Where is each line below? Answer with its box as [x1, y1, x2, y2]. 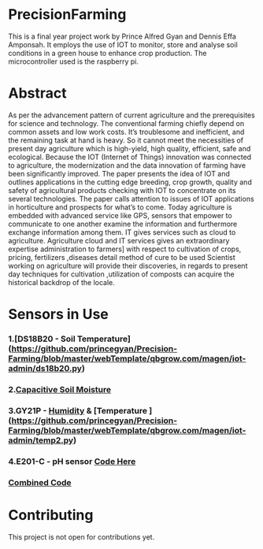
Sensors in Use [8, 306, 109, 324]
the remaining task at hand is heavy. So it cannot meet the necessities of [8, 135, 244, 145]
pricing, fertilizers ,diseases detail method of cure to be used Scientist [8, 252, 236, 262]
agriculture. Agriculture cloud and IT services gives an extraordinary [8, 236, 230, 245]
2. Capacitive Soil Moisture [8, 384, 112, 395]
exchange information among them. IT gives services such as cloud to [8, 227, 236, 237]
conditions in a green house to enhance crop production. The [8, 48, 207, 57]
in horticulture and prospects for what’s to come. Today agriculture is [8, 202, 232, 212]
